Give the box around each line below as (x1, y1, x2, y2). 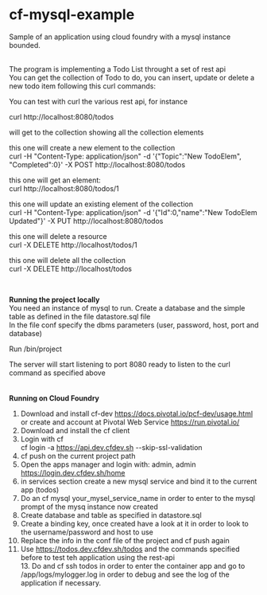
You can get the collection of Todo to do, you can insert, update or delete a (9, 72, 255, 82)
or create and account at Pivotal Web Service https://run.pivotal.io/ (20, 417, 240, 427)
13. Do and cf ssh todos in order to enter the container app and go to (20, 561, 246, 570)
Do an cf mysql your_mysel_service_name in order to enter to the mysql (20, 493, 256, 503)
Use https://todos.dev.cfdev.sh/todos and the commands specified (20, 544, 240, 554)
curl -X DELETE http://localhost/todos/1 (9, 240, 137, 249)
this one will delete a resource (9, 231, 107, 241)
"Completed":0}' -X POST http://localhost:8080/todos (9, 159, 186, 169)
